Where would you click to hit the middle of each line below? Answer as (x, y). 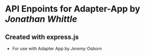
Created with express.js (42, 37)
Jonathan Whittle (41, 19)
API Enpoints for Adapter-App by (72, 9)
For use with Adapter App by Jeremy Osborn (57, 49)
